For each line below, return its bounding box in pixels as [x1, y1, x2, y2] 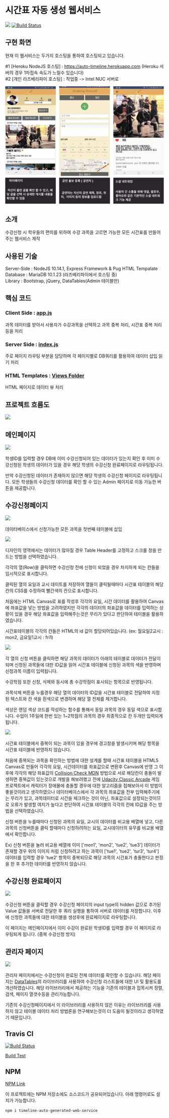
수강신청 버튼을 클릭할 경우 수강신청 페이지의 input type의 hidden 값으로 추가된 [5, 901, 161, 908]
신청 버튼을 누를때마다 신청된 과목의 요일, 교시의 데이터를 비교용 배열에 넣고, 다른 [5, 818, 163, 824]
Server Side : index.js [5, 341, 59, 348]
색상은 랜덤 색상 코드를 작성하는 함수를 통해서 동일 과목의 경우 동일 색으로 [5, 706, 149, 712]
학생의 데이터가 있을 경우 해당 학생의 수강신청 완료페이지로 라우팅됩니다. [22, 461, 164, 467]
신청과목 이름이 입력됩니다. [5, 668, 58, 674]
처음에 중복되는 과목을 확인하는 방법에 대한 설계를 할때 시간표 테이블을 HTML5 [5, 757, 158, 763]
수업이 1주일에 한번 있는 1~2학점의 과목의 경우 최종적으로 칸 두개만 [16, 713, 146, 719]
